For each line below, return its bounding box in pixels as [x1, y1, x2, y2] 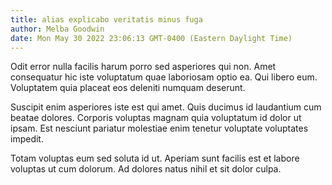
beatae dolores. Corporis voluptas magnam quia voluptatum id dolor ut [10, 112, 302, 124]
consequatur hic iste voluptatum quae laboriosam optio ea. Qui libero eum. [10, 71, 318, 83]
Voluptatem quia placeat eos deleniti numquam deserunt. [10, 82, 246, 94]
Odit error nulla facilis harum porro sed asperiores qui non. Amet [10, 61, 277, 73]
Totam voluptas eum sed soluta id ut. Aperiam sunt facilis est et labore [10, 152, 300, 165]
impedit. [10, 133, 44, 145]
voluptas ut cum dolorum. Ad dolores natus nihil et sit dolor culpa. [10, 163, 282, 175]
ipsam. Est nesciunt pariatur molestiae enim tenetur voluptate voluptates [10, 122, 309, 135]
